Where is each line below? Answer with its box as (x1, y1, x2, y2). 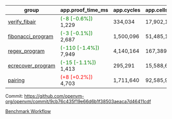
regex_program (8, 48, 45, 54)
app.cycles (113, 7, 141, 13)
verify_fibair (8, 18, 36, 25)
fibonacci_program (8, 33, 54, 40)
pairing (8, 77, 25, 83)
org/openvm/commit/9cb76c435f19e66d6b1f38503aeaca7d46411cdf (5, 99, 151, 104)
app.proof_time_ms (60, 7, 109, 13)
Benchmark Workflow (5, 108, 51, 114)
